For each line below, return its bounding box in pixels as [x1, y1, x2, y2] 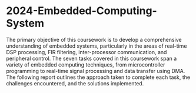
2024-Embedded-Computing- [6, 4, 157, 18]
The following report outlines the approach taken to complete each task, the [6, 74, 191, 81]
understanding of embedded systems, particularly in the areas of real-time [6, 42, 187, 49]
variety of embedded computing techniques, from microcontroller [6, 61, 165, 68]
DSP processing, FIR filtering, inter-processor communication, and [6, 48, 167, 55]
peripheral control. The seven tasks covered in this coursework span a [6, 55, 177, 62]
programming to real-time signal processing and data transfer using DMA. [6, 67, 185, 74]
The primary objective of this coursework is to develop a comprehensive [6, 36, 182, 43]
